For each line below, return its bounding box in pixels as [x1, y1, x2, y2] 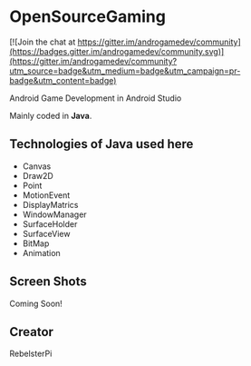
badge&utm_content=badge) [9, 74, 117, 85]
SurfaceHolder [22, 218, 78, 229]
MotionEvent [22, 189, 71, 201]
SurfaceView [22, 228, 71, 239]
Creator [9, 324, 54, 340]
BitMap [22, 238, 50, 249]
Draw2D [22, 170, 54, 181]
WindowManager [22, 209, 88, 220]
